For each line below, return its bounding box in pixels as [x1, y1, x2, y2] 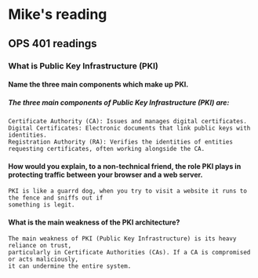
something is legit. [8, 201, 76, 209]
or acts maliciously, [8, 255, 79, 264]
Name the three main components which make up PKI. [8, 80, 189, 90]
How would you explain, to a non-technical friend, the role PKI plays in [8, 161, 242, 170]
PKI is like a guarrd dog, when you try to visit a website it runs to [8, 187, 247, 196]
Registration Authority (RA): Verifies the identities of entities [8, 138, 234, 146]
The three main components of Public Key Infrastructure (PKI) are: [8, 97, 230, 107]
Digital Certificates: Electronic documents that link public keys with [8, 124, 251, 133]
